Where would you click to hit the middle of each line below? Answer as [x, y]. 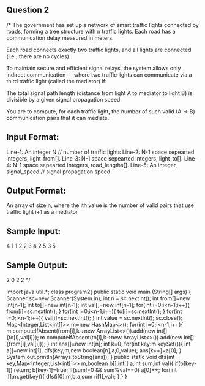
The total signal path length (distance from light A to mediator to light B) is [99, 93]
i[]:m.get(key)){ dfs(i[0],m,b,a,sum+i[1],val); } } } [67, 377]
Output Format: [36, 191]
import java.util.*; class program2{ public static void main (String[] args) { [99, 292]
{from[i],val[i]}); [26, 344]
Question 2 [28, 10]
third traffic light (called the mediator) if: [57, 81]
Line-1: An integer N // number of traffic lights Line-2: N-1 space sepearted [100, 152]
